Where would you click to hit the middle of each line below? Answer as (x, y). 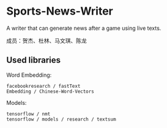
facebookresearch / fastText (43, 86)
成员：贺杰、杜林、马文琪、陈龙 (46, 40)
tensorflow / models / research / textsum (61, 119)
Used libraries (34, 60)
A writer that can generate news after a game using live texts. (84, 28)
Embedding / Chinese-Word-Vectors (50, 91)
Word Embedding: (29, 75)
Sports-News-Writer (60, 11)
